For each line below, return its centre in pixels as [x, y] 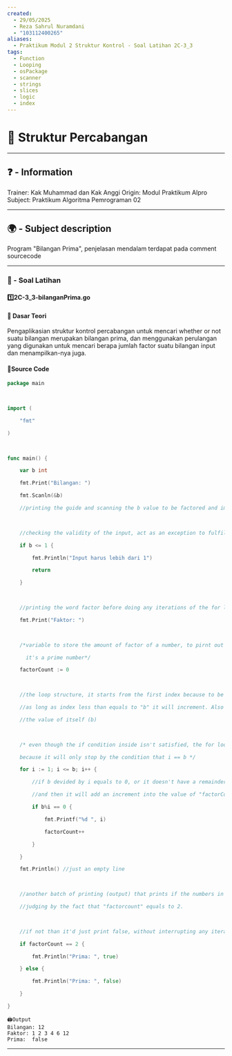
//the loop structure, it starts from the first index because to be [122, 695]
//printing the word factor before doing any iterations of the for [120, 608]
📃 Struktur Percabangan [78, 138]
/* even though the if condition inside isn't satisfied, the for [117, 745]
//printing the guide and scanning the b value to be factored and [118, 508]
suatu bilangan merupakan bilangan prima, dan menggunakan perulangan [112, 338]
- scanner [27, 78]
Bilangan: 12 [26, 1027]
